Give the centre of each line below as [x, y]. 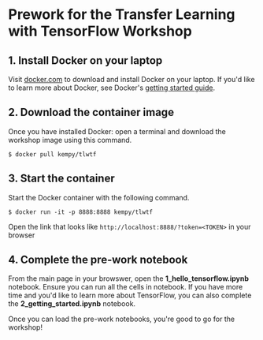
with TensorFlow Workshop [100, 31]
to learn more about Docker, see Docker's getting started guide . [111, 88]
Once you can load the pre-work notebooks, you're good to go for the [121, 319]
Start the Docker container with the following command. [99, 197]
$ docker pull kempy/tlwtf [52, 154]
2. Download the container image [91, 112]
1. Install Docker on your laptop [85, 60]
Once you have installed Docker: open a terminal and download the [117, 131]
